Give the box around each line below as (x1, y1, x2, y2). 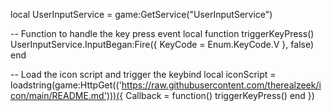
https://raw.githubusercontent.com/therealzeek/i (121, 79, 322, 91)
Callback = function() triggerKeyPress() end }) (125, 90, 315, 101)
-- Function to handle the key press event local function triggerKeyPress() (10, 28, 315, 39)
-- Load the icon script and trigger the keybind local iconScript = (10, 69, 277, 80)
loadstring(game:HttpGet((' (10, 79, 122, 91)
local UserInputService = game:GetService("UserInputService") (10, 9, 273, 20)
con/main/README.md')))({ (10, 90, 124, 101)
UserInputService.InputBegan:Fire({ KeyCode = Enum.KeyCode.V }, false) (10, 39, 315, 50)
